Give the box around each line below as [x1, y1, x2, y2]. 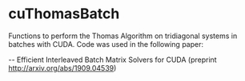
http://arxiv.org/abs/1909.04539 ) [8, 63, 117, 72]
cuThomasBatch [8, 5, 120, 23]
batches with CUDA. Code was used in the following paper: [8, 39, 204, 48]
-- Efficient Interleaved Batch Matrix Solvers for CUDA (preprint [8, 55, 218, 64]
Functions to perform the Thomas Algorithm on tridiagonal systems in [8, 31, 238, 40]
